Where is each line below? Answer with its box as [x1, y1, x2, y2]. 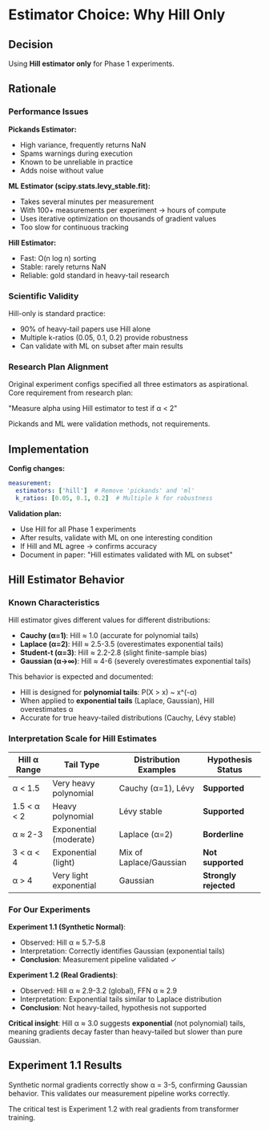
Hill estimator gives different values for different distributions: [8, 616, 211, 625]
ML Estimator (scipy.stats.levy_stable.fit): [8, 181, 151, 190]
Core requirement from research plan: [8, 388, 134, 398]
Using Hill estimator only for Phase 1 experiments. [8, 59, 175, 68]
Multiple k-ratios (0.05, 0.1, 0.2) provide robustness [19, 332, 188, 342]
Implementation [8, 442, 90, 456]
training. [8, 1112, 36, 1122]
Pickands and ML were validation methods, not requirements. [8, 419, 211, 429]
